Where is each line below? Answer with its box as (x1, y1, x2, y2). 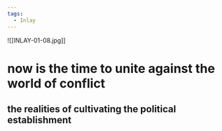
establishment (7, 114, 72, 126)
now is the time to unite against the (7, 60, 216, 76)
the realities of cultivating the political (7, 103, 176, 116)
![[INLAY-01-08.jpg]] (7, 36, 66, 44)
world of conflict (7, 75, 106, 91)
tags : (7, 10, 23, 18)
